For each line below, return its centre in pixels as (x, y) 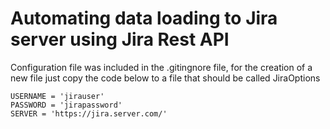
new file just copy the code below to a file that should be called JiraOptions (165, 78)
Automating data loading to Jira (144, 18)
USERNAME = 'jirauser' (57, 96)
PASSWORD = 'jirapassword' (66, 105)
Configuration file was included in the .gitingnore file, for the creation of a (161, 67)
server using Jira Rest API (120, 39)
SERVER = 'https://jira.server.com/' (89, 113)
